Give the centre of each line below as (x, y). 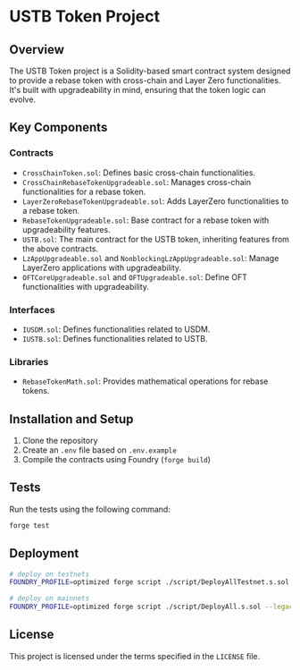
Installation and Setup (71, 419)
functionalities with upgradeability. (86, 286)
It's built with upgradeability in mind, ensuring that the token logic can (137, 90)
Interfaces (32, 310)
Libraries (29, 361)
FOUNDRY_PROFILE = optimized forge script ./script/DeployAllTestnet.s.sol (150, 582)
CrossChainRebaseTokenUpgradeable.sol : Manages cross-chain (137, 182)
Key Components (58, 127)
